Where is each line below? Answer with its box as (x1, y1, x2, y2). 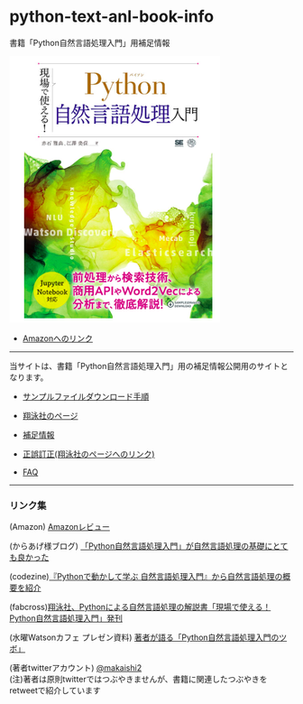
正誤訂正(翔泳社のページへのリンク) (22, 449, 155, 459)
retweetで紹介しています (9, 685, 101, 696)
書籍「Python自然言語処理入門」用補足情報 (9, 37, 170, 48)
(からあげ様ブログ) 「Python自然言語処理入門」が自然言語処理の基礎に (9, 541, 273, 551)
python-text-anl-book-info (9, 6, 215, 27)
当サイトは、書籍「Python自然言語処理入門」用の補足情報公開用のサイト (9, 360, 281, 371)
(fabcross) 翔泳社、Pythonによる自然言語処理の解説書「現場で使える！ (9, 602, 271, 613)
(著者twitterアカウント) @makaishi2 (9, 662, 142, 673)
